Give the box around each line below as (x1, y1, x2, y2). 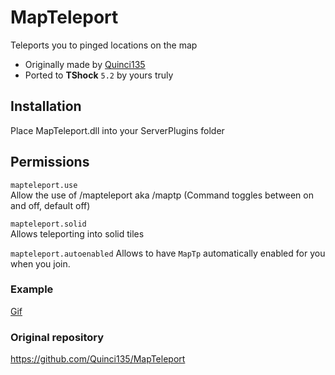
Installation (10, 98, 82, 115)
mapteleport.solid (10, 219, 87, 229)
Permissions (10, 154, 90, 171)
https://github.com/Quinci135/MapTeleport (10, 353, 186, 365)
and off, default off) (10, 199, 91, 211)
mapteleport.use (10, 180, 78, 190)
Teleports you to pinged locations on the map (10, 39, 198, 51)
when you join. (10, 257, 71, 270)
